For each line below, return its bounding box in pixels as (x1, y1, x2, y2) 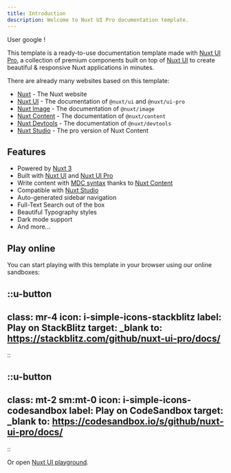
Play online (7, 242, 56, 254)
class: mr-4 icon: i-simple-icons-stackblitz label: (7, 311, 222, 323)
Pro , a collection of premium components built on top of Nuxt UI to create (7, 56, 215, 64)
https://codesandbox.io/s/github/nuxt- (52, 416, 224, 428)
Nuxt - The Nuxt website (16, 90, 87, 98)
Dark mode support (16, 216, 73, 224)
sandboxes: (7, 268, 40, 277)
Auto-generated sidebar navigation (16, 194, 117, 202)
